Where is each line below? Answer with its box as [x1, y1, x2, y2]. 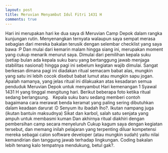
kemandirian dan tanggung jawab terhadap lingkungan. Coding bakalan [5, 137, 153, 143]
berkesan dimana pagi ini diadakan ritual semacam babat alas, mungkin [5, 68, 153, 74]
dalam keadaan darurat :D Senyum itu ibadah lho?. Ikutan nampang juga [5, 105, 154, 111]
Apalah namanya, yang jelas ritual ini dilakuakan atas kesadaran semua [5, 78, 152, 84]
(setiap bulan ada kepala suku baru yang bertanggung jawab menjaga [5, 57, 149, 63]
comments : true [5, 17, 37, 22]
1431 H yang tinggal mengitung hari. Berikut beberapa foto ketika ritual [5, 89, 151, 95]
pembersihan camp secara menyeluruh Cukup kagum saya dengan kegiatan [5, 121, 163, 127]
